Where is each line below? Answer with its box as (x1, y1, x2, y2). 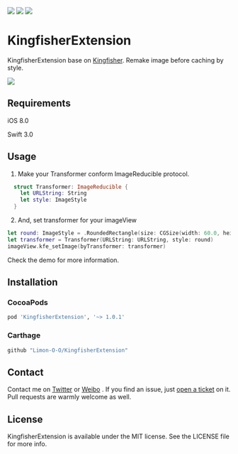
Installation (7, 276, 58, 288)
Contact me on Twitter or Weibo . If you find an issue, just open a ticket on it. (7, 385, 231, 394)
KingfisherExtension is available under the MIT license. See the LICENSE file (7, 432, 230, 441)
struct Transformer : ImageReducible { (13, 183, 129, 190)
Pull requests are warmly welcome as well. (7, 393, 132, 401)
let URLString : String (20, 190, 87, 197)
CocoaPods (7, 298, 48, 307)
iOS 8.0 (7, 116, 29, 124)
